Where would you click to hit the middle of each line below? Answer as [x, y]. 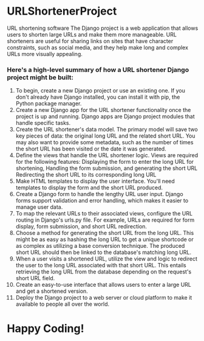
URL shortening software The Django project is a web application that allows [103, 28]
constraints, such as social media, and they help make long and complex [98, 47]
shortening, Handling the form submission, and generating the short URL [107, 168]
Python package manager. [49, 104]
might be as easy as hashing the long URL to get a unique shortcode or [104, 239]
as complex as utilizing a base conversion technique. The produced [100, 246]
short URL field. [35, 278]
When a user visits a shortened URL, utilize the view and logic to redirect [107, 259]
